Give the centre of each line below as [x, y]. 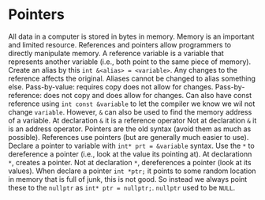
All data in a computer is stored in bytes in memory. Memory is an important [131, 36]
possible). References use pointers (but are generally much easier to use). [129, 137]
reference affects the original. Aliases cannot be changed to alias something [132, 78]
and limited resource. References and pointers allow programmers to [119, 44]
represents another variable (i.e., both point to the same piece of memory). [129, 62]
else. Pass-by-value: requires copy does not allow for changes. [111, 87]
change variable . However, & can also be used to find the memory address [130, 111]
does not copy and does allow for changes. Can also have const [147, 95]
